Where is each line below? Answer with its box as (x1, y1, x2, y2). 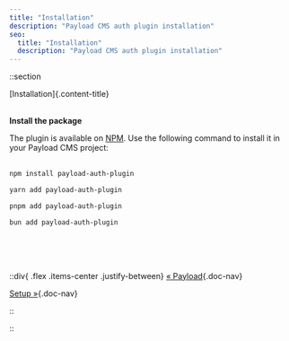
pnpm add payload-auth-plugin (9, 201, 123, 211)
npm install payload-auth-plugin (9, 170, 135, 179)
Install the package (9, 116, 83, 127)
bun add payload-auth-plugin (9, 217, 118, 227)
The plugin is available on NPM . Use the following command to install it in (9, 133, 281, 144)
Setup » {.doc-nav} (9, 288, 78, 299)
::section (9, 71, 42, 82)
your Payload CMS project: (9, 143, 109, 153)
